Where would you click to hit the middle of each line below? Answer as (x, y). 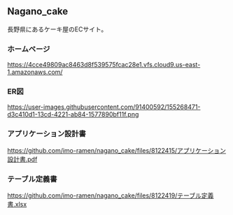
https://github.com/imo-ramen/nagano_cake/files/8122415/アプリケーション (116, 150)
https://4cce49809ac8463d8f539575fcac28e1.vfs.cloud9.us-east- (104, 65)
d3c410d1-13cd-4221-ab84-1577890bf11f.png (73, 114)
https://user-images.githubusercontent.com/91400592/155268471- (104, 107)
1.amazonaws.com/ (35, 72)
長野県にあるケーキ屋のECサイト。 (57, 29)
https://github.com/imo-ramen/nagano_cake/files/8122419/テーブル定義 (111, 195)
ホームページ (29, 49)
